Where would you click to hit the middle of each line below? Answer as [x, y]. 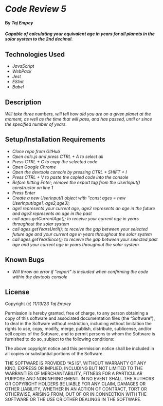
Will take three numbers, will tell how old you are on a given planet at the [78, 114]
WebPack [22, 71]
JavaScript [23, 66]
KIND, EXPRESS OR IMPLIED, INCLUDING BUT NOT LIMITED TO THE [74, 368]
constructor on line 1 [33, 187]
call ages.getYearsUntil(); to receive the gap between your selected [80, 229]
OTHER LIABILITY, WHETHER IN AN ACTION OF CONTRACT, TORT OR [76, 389]
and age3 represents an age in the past [52, 213]
